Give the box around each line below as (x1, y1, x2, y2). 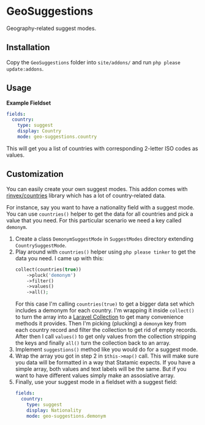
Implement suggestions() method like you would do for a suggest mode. (15, 346, 198, 353)
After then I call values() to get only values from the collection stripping (15, 333, 196, 340)
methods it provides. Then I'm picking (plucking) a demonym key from (15, 320, 187, 327)
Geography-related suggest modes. (6, 24, 97, 32)
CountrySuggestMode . (15, 241, 67, 249)
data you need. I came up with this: (15, 254, 104, 261)
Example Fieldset (6, 99, 51, 107)
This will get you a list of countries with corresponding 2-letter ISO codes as (6, 145, 199, 152)
